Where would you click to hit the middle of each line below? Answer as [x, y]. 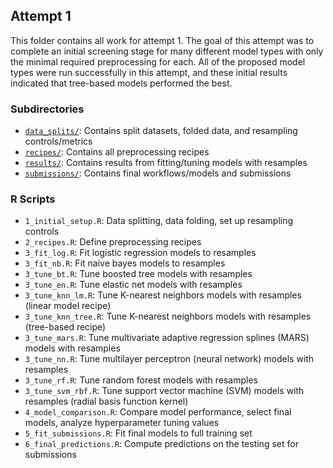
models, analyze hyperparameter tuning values [122, 423]
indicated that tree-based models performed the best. [121, 83]
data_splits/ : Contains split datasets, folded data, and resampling [161, 131]
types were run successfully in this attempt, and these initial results [149, 72]
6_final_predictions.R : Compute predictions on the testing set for [161, 444]
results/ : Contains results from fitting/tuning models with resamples [166, 163]
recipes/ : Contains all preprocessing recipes [117, 152]
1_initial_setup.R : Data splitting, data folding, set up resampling [159, 221]
